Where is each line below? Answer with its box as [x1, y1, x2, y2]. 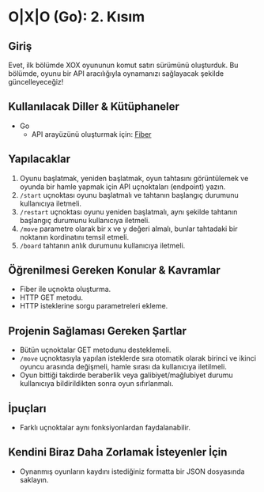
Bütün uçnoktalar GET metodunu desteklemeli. [19, 345, 172, 355]
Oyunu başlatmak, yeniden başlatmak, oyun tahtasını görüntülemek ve [19, 173, 249, 183]
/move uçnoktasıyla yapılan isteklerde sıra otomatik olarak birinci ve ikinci [19, 354, 257, 363]
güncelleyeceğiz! [8, 78, 64, 86]
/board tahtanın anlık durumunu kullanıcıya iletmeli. [19, 240, 186, 250]
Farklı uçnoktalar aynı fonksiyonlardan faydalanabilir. [19, 423, 191, 433]
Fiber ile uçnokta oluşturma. [19, 285, 111, 294]
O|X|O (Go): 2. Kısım [8, 8, 145, 26]
